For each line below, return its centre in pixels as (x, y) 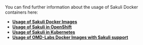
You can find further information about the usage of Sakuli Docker (71, 7)
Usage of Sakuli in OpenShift (42, 27)
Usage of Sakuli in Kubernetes (44, 32)
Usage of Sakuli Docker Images (45, 22)
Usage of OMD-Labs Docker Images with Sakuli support (70, 37)
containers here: (22, 12)
